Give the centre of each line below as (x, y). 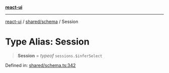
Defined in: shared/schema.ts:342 (40, 65)
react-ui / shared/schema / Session (42, 21)
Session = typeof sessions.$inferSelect (60, 55)
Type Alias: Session (47, 42)
